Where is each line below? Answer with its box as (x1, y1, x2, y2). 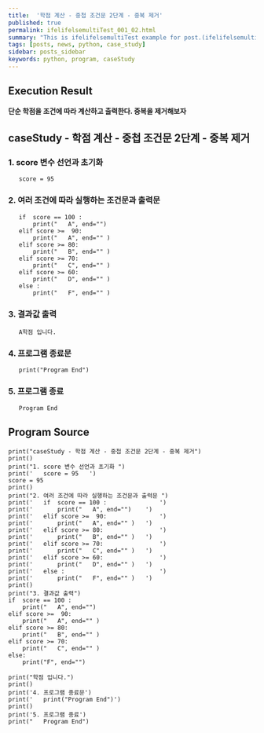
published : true (8, 19, 61, 27)
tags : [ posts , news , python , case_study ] (8, 41, 146, 49)
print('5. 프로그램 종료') (8, 711, 86, 719)
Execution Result (8, 84, 93, 98)
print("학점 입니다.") (8, 673, 75, 682)
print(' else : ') (8, 567, 167, 576)
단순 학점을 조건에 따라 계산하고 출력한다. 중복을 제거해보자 (8, 106, 187, 115)
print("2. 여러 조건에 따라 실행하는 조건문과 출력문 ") (8, 492, 169, 500)
